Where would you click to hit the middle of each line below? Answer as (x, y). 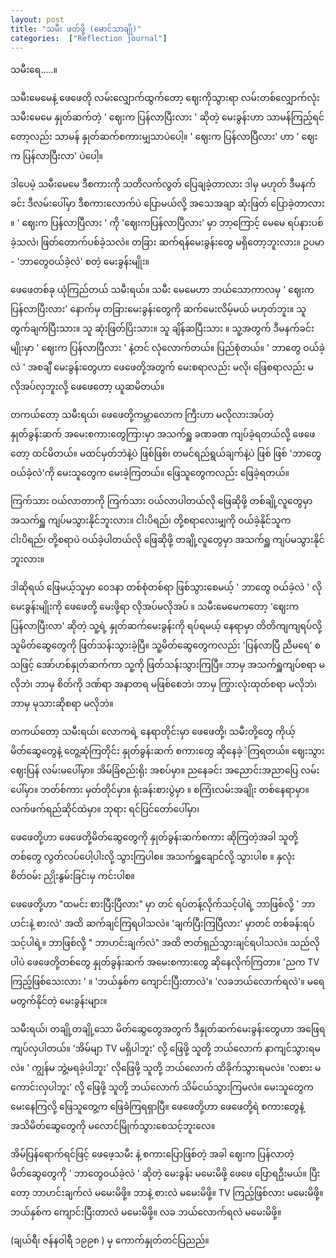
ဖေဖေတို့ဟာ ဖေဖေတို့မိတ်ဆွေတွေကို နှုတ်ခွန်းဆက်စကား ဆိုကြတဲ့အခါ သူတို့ (154, 837)
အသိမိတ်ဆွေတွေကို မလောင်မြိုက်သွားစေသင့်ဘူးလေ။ (113, 1126)
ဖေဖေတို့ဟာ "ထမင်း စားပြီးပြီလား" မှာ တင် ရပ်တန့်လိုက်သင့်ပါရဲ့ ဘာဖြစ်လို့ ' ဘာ (163, 904)
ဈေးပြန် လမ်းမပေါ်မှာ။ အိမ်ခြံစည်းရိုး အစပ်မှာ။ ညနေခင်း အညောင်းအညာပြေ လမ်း (165, 770)
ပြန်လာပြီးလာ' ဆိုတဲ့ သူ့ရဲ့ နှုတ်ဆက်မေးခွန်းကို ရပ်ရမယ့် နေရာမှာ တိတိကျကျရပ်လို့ (166, 626)
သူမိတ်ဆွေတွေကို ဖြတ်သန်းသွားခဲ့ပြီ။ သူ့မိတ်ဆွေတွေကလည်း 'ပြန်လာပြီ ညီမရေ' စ (166, 645)
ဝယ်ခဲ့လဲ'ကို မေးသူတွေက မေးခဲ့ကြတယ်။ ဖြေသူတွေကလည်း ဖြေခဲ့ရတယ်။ (150, 473)
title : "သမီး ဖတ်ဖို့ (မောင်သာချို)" (76, 29)
